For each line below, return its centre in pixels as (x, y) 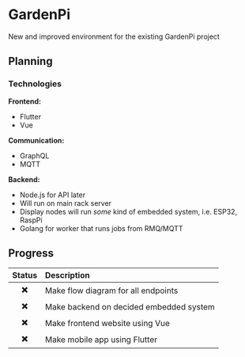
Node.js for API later (53, 195)
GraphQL (34, 155)
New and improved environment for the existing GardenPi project (114, 36)
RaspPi (31, 220)
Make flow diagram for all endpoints (111, 291)
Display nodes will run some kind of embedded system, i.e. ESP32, (128, 211)
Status (25, 275)
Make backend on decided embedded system (130, 306)
